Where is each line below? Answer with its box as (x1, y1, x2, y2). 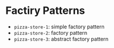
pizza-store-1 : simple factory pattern (13, 23, 105, 30)
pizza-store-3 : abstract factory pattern (13, 35, 109, 42)
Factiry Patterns (5, 4, 85, 17)
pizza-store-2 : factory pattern (13, 29, 88, 36)
